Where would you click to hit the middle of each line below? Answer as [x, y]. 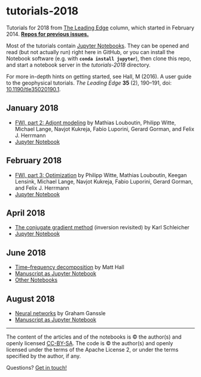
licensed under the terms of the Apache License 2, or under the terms [92, 350]
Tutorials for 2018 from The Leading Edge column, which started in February [100, 28]
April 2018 [26, 213]
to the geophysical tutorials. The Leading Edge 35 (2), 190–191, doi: [89, 83]
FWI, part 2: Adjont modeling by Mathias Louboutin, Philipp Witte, [95, 122]
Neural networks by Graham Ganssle [60, 313]
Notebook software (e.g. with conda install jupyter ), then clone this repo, [99, 58]
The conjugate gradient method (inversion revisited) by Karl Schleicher [102, 228]
